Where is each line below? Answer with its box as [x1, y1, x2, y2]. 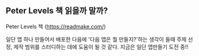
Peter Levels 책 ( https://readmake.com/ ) [5, 23, 106, 30]
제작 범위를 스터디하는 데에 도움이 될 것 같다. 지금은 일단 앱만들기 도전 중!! [13, 43, 189, 50]
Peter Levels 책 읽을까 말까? [5, 5, 108, 16]
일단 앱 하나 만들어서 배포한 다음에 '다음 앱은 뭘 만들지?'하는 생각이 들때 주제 [5, 36, 187, 43]
